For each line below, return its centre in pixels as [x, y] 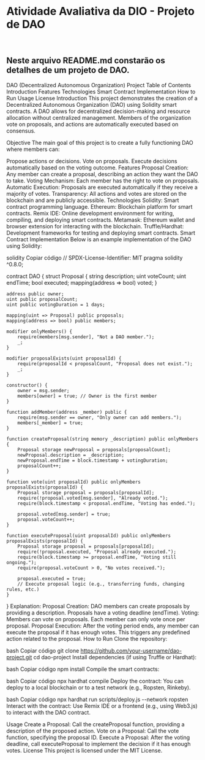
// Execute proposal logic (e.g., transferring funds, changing [101, 584]
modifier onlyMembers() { [39, 332]
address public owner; [35, 294]
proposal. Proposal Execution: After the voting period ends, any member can [103, 626]
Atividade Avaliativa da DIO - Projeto [100, 11]
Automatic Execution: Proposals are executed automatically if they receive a [102, 187]
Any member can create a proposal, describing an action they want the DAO [102, 174]
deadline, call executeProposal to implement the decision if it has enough [99, 743]
